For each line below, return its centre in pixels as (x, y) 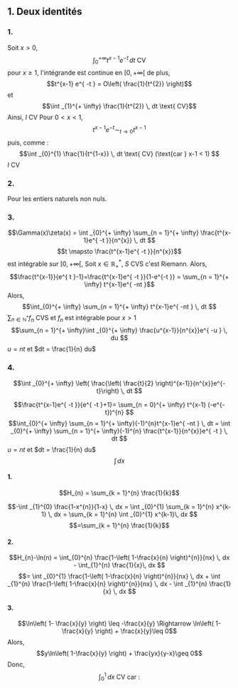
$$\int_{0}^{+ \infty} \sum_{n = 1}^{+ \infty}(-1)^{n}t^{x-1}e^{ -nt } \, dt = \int (119, 423)
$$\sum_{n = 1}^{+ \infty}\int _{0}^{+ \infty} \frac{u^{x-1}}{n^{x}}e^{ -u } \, (119, 330)
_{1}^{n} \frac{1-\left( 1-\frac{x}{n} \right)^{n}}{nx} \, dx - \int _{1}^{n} (108, 584)
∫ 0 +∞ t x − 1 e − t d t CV (119, 60)
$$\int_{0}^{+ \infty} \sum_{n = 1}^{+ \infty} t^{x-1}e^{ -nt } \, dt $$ (119, 307)
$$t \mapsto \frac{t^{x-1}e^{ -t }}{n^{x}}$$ (119, 252)
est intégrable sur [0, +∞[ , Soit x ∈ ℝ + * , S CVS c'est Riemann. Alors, (107, 264)
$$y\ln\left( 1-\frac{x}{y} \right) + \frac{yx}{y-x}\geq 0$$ (119, 653)
